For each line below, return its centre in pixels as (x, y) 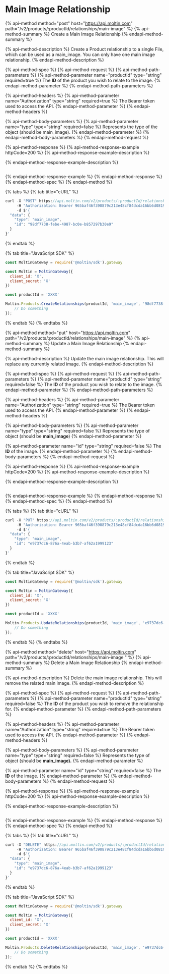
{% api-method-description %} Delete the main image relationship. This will (83, 678)
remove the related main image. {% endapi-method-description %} (75, 683)
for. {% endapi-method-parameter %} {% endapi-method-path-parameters (83, 709)
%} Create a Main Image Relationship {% (86, 34)
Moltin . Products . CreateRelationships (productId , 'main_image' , (73, 304)
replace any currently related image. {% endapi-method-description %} (79, 364)
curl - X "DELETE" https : (31, 845)
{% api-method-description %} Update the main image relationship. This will (84, 358)
